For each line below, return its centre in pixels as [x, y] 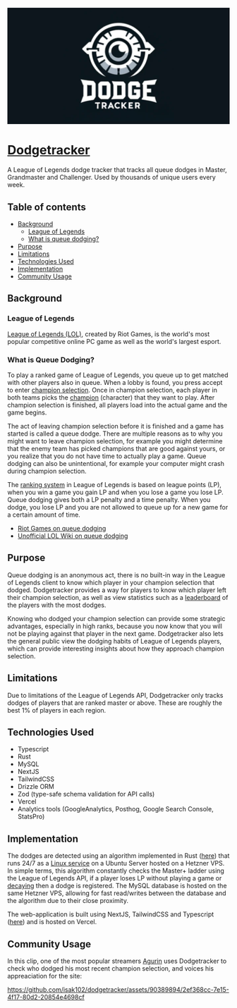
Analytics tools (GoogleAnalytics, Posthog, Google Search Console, [115, 809]
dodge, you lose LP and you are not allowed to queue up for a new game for [118, 508]
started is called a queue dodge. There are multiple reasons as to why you [115, 434]
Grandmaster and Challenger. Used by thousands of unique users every [112, 178]
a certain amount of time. [44, 515]
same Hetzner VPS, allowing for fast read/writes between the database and [117, 893]
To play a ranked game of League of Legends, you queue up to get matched [118, 375]
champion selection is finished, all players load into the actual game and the [117, 405]
